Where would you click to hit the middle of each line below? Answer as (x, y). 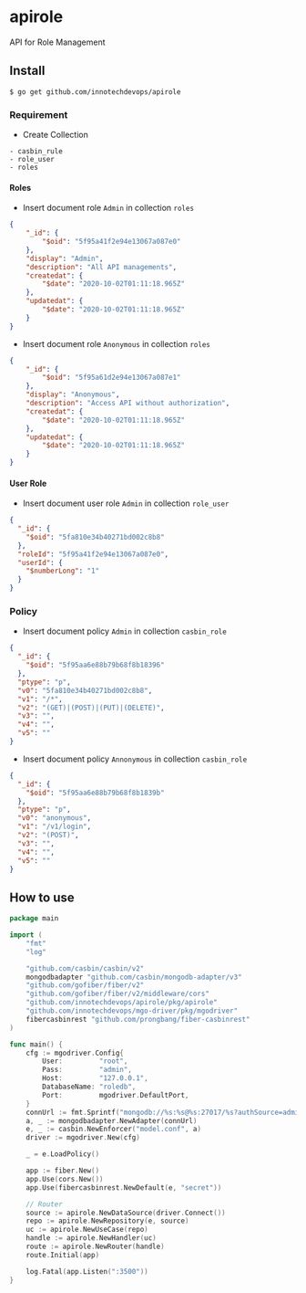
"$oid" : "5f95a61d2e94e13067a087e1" (112, 378)
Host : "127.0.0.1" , (95, 1078)
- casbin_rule (36, 152)
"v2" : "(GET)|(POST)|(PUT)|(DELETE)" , (92, 708)
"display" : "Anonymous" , (73, 394)
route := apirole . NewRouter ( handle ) (96, 1247)
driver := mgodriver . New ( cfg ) (83, 1138)
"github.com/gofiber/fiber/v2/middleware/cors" (117, 994)
